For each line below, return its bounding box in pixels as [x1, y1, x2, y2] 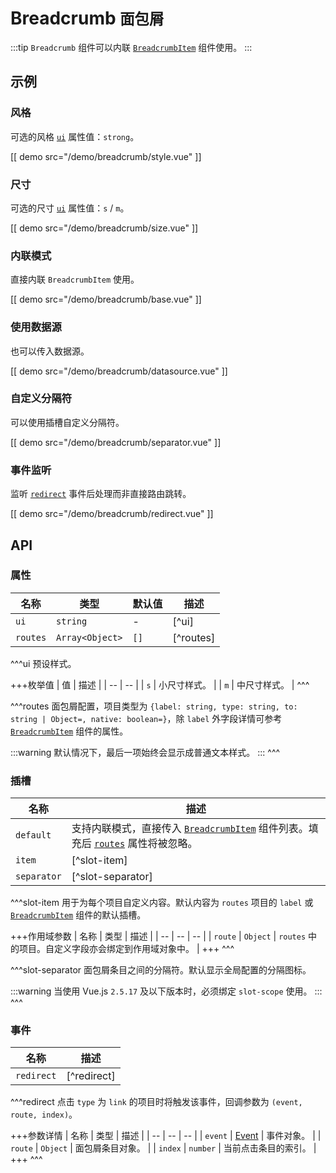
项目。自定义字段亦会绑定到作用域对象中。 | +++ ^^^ [18, 943, 235, 955]
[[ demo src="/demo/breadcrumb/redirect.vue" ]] [10, 508, 214, 520]
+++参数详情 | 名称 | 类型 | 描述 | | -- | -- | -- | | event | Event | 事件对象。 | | [10, 1130, 322, 1142]
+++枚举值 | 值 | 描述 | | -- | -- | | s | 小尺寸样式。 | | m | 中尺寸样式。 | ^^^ [10, 678, 310, 691]
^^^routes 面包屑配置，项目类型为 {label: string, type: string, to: [10, 700, 298, 712]
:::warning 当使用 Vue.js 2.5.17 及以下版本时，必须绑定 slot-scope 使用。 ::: [10, 985, 323, 997]
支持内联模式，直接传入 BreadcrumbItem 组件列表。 [71, 822, 309, 836]
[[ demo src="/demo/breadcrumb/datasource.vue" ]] [10, 365, 228, 377]
